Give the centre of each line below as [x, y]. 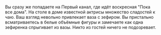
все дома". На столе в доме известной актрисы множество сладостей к [80, 12]
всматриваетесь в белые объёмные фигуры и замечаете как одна [74, 22]
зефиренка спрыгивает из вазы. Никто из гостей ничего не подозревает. [81, 27]
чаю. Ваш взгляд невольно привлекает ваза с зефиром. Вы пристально [80, 17]
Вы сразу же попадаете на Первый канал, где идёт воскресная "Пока [78, 7]
